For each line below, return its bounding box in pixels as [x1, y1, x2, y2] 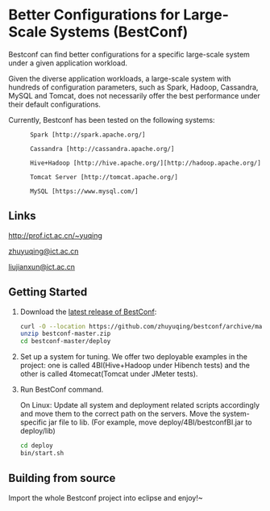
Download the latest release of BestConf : [19, 307, 157, 316]
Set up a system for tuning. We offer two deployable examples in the [19, 352, 248, 362]
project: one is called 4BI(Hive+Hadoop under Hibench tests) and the [19, 361, 250, 371]
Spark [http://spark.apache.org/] [29, 131, 147, 139]
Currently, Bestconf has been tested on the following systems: [8, 115, 215, 124]
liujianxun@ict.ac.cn [8, 262, 75, 271]
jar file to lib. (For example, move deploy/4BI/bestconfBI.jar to [48, 417, 252, 427]
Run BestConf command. [19, 385, 104, 395]
